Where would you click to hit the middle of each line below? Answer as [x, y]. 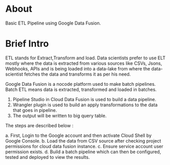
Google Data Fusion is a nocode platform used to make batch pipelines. [81, 84]
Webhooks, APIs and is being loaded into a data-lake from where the [78, 68]
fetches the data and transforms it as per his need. [78, 74]
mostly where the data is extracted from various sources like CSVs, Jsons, [84, 63]
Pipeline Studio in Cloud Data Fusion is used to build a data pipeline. [84, 99]
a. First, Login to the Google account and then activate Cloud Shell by [79, 135]
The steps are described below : [39, 125]
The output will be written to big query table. [59, 115]
